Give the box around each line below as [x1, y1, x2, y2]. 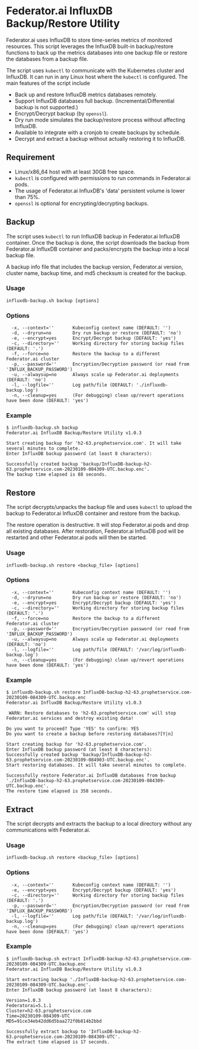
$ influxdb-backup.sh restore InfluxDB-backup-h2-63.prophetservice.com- [6, 690, 193, 695]
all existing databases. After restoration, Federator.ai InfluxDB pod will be [6, 527, 184, 535]
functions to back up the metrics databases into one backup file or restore [6, 49, 188, 56]
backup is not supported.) [14, 103, 78, 110]
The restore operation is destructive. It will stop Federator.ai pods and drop [6, 521, 189, 529]
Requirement [6, 153, 55, 163]
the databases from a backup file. [6, 55, 89, 62]
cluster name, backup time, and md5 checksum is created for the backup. [6, 269, 187, 277]
